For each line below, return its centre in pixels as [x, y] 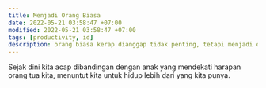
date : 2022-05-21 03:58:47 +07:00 [65, 23]
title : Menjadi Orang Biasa [55, 15]
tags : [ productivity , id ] [51, 37]
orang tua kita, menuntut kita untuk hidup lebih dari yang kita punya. [120, 75]
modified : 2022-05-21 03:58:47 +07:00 [72, 30]
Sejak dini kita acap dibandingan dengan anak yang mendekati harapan [125, 67]
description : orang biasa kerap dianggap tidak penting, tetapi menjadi [131, 45]
